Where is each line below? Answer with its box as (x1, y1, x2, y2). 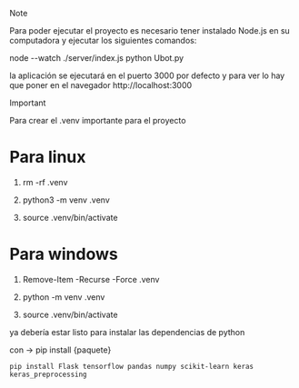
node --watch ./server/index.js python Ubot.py (9, 53, 184, 63)
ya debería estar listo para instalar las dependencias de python (9, 326, 245, 337)
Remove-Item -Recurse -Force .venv (22, 274, 160, 284)
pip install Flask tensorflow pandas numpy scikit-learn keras (9, 362, 254, 371)
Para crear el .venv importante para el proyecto (9, 115, 186, 125)
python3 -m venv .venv (22, 194, 111, 205)
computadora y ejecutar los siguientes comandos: (9, 35, 197, 45)
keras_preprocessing (9, 370, 88, 379)
